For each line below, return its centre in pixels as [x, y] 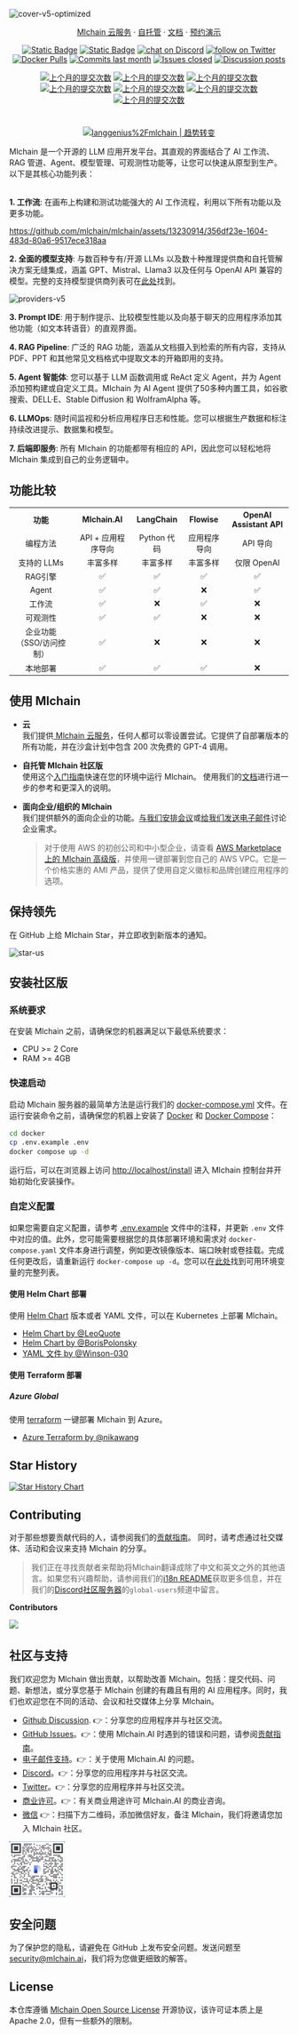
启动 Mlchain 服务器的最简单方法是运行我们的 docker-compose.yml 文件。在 [149, 1104]
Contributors [34, 1607]
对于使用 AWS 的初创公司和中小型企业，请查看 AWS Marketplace [163, 847]
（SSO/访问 [37, 643]
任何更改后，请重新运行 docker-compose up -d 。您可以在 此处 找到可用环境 [143, 1261]
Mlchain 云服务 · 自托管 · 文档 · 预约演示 [149, 32]
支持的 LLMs [41, 563]
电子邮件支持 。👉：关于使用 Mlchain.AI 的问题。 [110, 1759]
